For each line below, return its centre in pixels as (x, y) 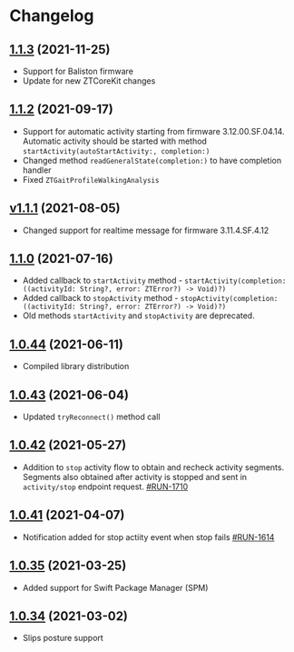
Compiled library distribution (76, 366)
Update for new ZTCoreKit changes (89, 81)
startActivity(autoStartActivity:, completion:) (116, 151)
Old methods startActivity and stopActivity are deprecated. (139, 316)
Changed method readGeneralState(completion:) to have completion (152, 160)
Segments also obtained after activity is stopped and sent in (135, 476)
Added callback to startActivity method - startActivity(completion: (154, 281)
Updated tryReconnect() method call (91, 417)
